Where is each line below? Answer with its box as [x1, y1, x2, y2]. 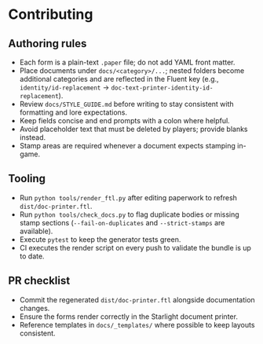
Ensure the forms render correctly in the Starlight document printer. [19, 312, 238, 321]
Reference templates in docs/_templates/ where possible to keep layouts [19, 320, 255, 329]
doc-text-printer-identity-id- [111, 84, 214, 92]
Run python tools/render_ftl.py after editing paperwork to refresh [19, 192, 238, 202]
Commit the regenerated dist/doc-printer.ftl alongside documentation [19, 295, 255, 304]
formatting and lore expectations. [19, 108, 128, 117]
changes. [19, 303, 50, 313]
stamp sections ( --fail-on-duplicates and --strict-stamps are [19, 218, 225, 227]
